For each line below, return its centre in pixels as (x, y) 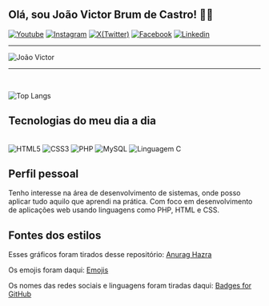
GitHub (20, 294)
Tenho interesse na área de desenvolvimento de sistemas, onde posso (125, 193)
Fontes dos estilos (55, 235)
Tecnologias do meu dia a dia (82, 121)
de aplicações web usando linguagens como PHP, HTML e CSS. (114, 210)
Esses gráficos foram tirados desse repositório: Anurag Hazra (110, 255)
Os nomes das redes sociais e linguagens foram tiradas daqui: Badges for (130, 286)
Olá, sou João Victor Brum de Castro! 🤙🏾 (111, 15)
